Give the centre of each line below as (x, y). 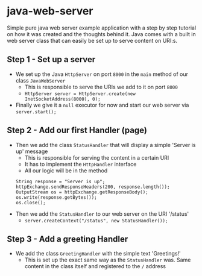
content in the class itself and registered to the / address (95, 266)
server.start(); (36, 112)
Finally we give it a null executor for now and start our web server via (102, 105)
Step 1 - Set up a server (51, 59)
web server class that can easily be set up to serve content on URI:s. (92, 40)
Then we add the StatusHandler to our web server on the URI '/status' (102, 214)
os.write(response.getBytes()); (56, 197)
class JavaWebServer (40, 80)
